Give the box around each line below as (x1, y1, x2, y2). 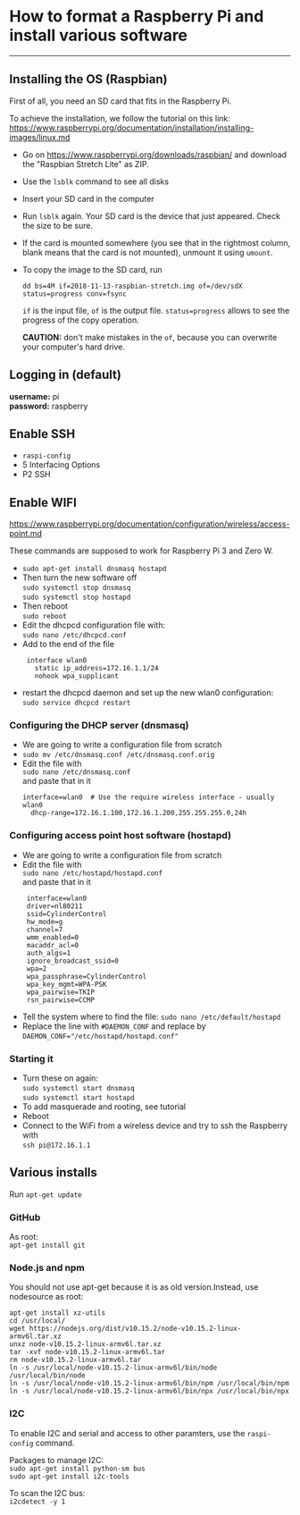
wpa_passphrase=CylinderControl (26, 972, 147, 981)
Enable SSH (9, 426, 76, 442)
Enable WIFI (9, 494, 78, 510)
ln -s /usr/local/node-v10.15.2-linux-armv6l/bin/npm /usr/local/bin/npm (9, 1379, 290, 1388)
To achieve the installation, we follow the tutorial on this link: (9, 113, 230, 123)
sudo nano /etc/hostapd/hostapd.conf (21, 869, 163, 878)
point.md (9, 528, 43, 539)
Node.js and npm (9, 1262, 85, 1275)
